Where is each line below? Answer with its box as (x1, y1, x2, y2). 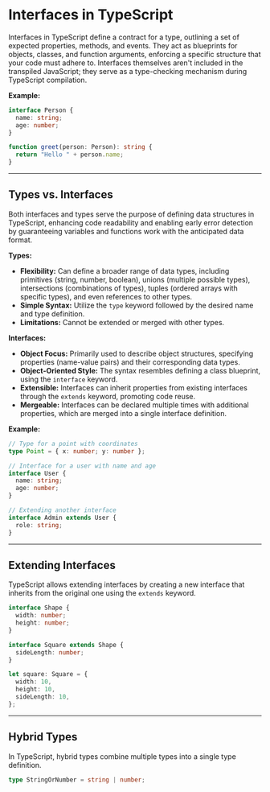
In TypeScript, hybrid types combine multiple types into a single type (8, 751, 237, 761)
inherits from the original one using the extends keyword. (8, 588, 197, 598)
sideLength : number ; (15, 648, 84, 657)
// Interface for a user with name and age (8, 461, 157, 470)
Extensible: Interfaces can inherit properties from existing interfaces (19, 382, 247, 392)
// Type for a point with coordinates (8, 439, 138, 448)
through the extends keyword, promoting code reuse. (19, 391, 196, 401)
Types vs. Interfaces (8, 188, 114, 202)
